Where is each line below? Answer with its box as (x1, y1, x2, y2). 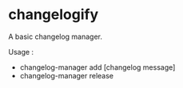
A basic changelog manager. (8, 32, 102, 41)
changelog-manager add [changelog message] (19, 62, 176, 72)
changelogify (8, 6, 99, 24)
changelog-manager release (19, 71, 114, 80)
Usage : (8, 47, 34, 56)
